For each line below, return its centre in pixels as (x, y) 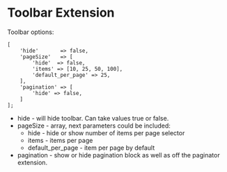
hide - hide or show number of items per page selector (106, 132)
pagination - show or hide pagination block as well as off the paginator (119, 155)
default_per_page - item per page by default (91, 148)
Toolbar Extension (61, 13)
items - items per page (60, 140)
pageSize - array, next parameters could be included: (94, 126)
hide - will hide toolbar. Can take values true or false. (93, 118)
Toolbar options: (31, 32)
